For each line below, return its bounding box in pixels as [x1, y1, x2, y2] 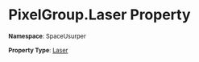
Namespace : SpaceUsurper [8, 32, 86, 40]
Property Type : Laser [8, 46, 68, 54]
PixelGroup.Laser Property [8, 6, 191, 24]
